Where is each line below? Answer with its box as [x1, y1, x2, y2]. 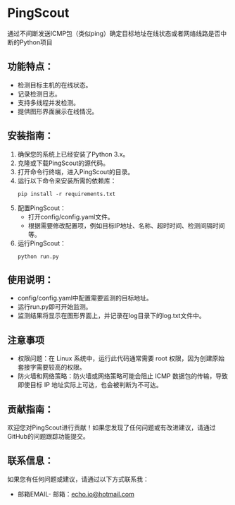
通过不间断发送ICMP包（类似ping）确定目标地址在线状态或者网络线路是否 [7, 29, 221, 37]
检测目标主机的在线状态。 [17, 80, 92, 89]
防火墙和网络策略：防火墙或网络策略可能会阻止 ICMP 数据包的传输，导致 [17, 372, 229, 380]
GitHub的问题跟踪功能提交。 [7, 432, 89, 440]
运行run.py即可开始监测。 [17, 303, 92, 311]
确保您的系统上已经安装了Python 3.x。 [17, 150, 129, 158]
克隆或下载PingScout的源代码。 [17, 159, 110, 167]
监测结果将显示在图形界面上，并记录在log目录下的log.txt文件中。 [17, 312, 205, 320]
